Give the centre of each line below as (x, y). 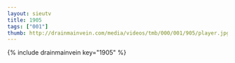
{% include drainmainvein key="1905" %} (67, 53)
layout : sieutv (29, 13)
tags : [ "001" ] (28, 26)
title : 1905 (24, 20)
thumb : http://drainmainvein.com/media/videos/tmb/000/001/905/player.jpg (119, 33)
